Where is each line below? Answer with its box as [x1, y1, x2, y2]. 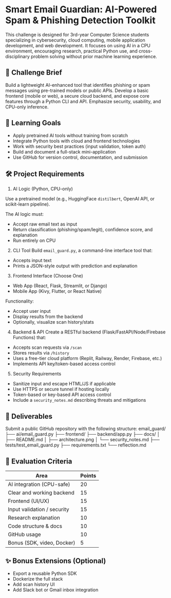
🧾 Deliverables [5, 412, 53, 421]
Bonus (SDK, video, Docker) [8, 539, 75, 546]
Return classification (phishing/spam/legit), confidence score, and [12, 227, 153, 233]
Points [80, 472, 97, 479]
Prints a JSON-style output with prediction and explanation [12, 263, 138, 269]
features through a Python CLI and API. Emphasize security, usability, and [5, 98, 161, 104]
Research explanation [8, 514, 60, 521]
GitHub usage [8, 531, 41, 538]
